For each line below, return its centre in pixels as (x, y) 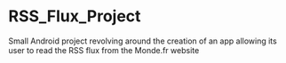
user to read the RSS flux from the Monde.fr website (104, 50)
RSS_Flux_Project (75, 16)
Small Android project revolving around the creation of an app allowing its (143, 41)
